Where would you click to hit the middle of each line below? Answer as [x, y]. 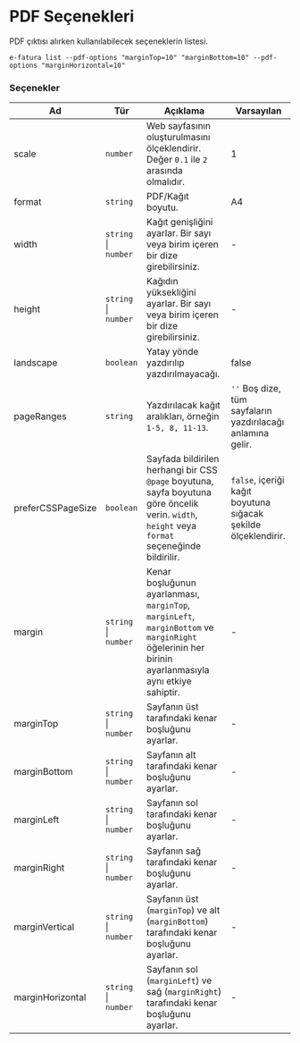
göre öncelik [172, 504]
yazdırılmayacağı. [183, 374]
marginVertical [44, 927]
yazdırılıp [165, 363]
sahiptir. [163, 693]
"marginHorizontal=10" [83, 65]
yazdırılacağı [258, 422]
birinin [159, 659]
